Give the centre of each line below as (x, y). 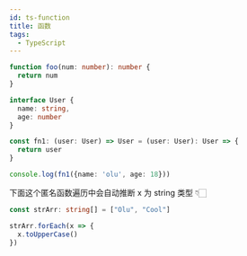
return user (40, 150)
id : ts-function (40, 18)
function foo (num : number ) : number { (80, 67)
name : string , (44, 109)
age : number (40, 117)
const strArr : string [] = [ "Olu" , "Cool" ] (90, 209)
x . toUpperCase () (48, 234)
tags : (19, 34)
